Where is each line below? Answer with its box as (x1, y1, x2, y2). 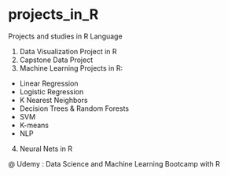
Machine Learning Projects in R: (19, 63, 123, 72)
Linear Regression (19, 79, 79, 88)
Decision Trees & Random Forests (19, 104, 130, 113)
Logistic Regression (19, 86, 84, 96)
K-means (19, 120, 50, 130)
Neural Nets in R (19, 144, 73, 153)
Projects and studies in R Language (8, 31, 123, 41)
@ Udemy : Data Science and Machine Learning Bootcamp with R (8, 159, 220, 168)
